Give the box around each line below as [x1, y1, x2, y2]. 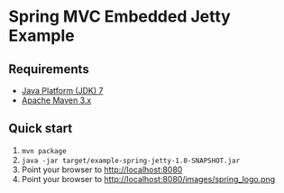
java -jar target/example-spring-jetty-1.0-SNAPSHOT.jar [21, 156, 241, 165]
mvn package [21, 146, 67, 155]
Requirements [8, 61, 89, 77]
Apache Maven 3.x [21, 95, 92, 106]
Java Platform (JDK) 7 [21, 86, 104, 96]
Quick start [8, 121, 73, 136]
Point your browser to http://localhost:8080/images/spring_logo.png [21, 173, 276, 184]
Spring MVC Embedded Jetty [8, 6, 231, 27]
